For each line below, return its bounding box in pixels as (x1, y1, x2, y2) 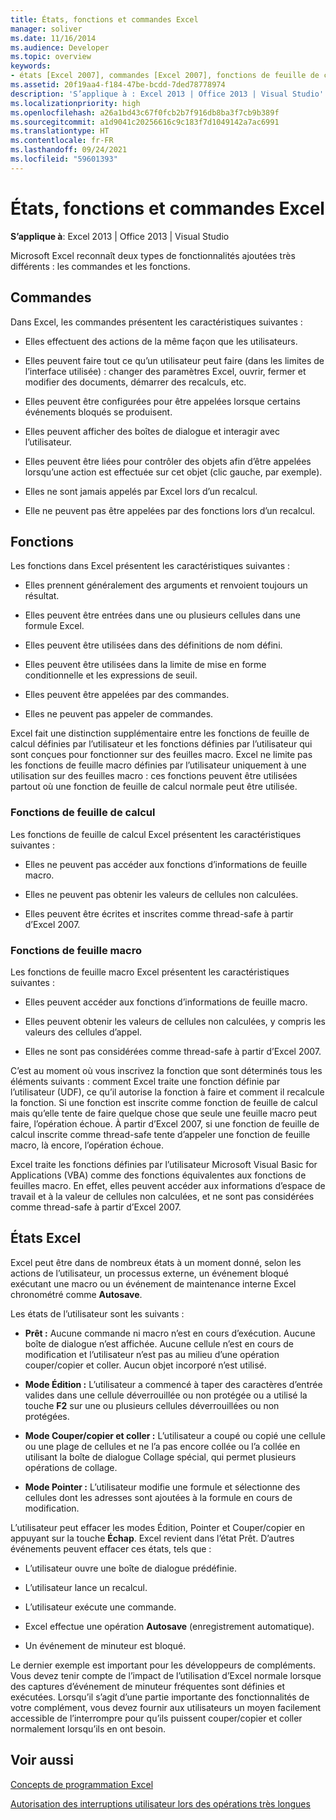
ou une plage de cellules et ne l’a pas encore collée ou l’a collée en (24, 1440, 301, 1452)
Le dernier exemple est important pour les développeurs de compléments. (10, 1659, 316, 1671)
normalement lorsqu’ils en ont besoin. (10, 1722, 167, 1735)
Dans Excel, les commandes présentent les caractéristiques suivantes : (10, 316, 303, 328)
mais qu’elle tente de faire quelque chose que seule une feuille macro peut (10, 1107, 318, 1119)
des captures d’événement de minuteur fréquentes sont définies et (10, 1680, 285, 1692)
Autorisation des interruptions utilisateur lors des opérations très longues (10, 1797, 311, 1810)
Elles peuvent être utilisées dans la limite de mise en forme (24, 659, 267, 671)
